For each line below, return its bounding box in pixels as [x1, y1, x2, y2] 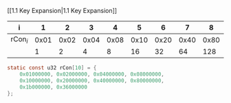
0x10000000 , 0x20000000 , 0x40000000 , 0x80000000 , [19, 77, 165, 84]
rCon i [10, 34, 29, 45]
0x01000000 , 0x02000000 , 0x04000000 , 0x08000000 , [19, 71, 165, 78]
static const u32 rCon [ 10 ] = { [7, 65, 97, 71]
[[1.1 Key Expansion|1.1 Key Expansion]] [7, 7, 118, 14]
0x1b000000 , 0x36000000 [19, 83, 88, 91]
